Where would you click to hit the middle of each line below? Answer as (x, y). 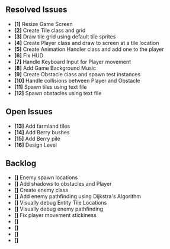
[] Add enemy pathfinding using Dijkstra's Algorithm (78, 196)
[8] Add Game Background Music (55, 68)
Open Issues (29, 112)
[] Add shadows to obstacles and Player (63, 184)
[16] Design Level (36, 145)
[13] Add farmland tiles (42, 126)
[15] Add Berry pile (37, 138)
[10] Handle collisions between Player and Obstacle (77, 80)
